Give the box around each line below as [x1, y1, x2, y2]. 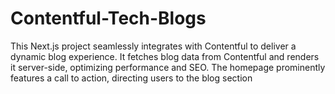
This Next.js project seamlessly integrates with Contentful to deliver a [10, 40, 297, 52]
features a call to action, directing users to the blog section [10, 72, 253, 84]
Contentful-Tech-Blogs [10, 7, 207, 30]
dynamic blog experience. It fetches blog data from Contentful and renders [10, 50, 320, 62]
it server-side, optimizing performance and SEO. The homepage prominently [10, 61, 326, 73]
